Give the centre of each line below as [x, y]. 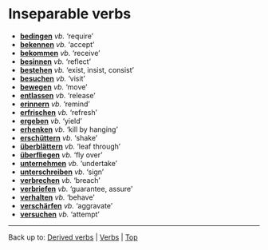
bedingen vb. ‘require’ [57, 36]
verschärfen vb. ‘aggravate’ [66, 205]
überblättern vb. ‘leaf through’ [70, 146]
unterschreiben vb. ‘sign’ [62, 172]
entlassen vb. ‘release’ [57, 95]
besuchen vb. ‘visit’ [52, 78]
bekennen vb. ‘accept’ [57, 44]
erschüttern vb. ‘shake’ [59, 137]
